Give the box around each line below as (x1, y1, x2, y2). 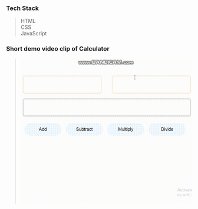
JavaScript (20, 30, 47, 37)
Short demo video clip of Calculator (6, 45, 110, 53)
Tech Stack (6, 4, 39, 12)
